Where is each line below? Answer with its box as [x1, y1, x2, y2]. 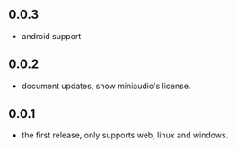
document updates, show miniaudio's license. [21, 80, 191, 91]
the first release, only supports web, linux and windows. [21, 129, 229, 141]
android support [21, 30, 82, 41]
